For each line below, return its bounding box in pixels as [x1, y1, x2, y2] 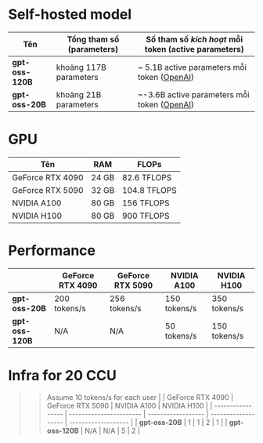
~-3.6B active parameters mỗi [137, 89, 250, 100]
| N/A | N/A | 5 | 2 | [80, 426, 141, 435]
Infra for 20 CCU [8, 367, 117, 384]
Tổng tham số [67, 34, 120, 45]
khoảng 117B [56, 61, 107, 72]
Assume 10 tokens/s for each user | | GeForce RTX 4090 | [46, 392, 233, 401]
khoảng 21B [56, 89, 102, 100]
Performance [8, 241, 96, 260]
